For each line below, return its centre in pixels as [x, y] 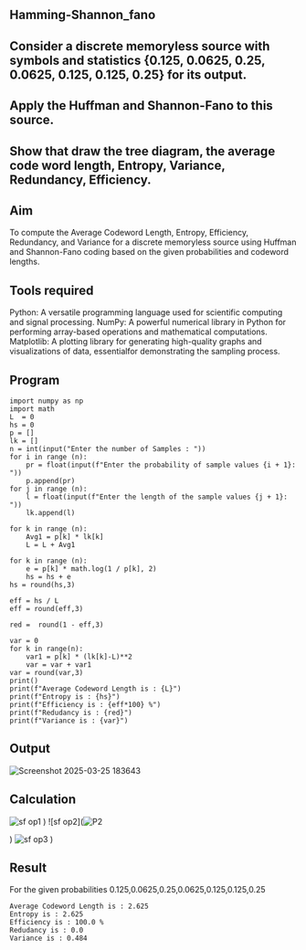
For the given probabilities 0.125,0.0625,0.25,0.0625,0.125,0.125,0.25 [138, 890]
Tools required [52, 290]
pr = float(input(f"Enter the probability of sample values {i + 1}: [161, 465]
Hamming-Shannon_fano [83, 15]
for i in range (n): [49, 457]
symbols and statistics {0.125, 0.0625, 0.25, [137, 60]
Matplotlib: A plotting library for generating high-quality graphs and [136, 342]
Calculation [43, 800]
